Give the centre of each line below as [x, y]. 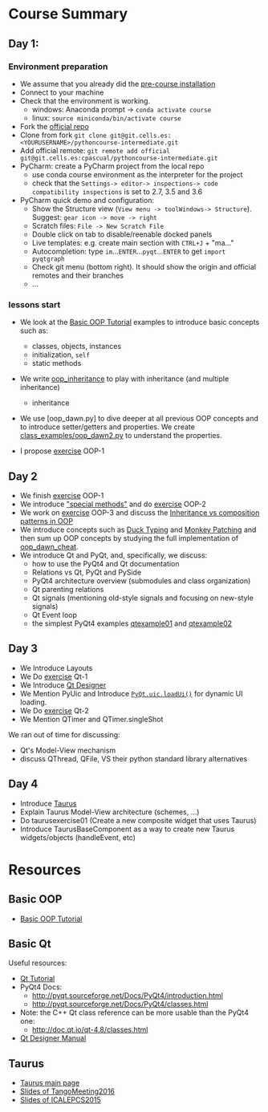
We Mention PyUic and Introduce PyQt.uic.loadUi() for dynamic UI [131, 693]
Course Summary [68, 14]
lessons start [35, 304]
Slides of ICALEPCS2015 [61, 1100]
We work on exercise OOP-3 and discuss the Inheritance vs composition [140, 512]
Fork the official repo [55, 126]
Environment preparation [58, 67]
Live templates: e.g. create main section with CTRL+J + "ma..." [133, 242]
